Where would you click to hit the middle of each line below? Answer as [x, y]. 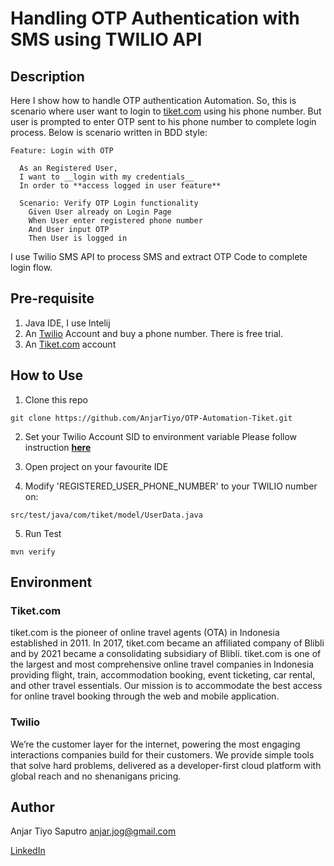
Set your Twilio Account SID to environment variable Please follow [161, 436]
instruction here [58, 447]
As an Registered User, [68, 168]
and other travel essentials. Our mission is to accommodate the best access [166, 686]
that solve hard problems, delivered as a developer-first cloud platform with [166, 765]
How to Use [47, 375]
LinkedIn [28, 851]
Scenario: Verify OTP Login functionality [109, 203]
